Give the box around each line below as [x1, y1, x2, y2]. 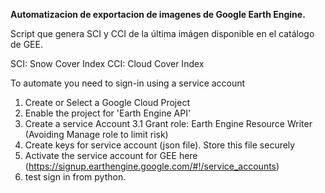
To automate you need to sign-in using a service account [10, 77, 246, 89]
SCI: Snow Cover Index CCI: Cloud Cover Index [10, 58, 205, 69]
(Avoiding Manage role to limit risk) [24, 129, 169, 140]
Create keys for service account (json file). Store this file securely [24, 139, 296, 151]
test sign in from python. [24, 171, 127, 183]
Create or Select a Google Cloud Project [24, 97, 190, 108]
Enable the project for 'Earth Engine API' [24, 107, 192, 119]
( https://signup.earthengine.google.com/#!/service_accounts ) [24, 160, 280, 172]
